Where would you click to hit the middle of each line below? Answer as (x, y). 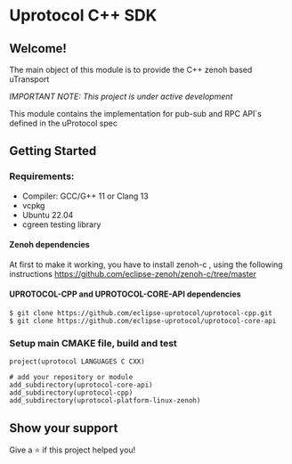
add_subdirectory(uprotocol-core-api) (81, 385)
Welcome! (38, 49)
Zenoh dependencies (50, 245)
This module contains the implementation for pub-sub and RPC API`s (136, 114)
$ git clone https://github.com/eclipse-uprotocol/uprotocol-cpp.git (141, 313)
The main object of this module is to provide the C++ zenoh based (131, 69)
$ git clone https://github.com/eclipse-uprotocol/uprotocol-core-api (143, 322)
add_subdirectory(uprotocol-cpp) (71, 393)
